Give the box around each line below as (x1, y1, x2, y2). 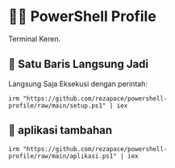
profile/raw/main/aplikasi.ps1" (8, 152, 117, 160)
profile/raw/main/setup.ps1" (8, 101, 106, 110)
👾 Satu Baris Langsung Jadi (8, 57, 149, 71)
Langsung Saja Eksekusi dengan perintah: (8, 78, 148, 88)
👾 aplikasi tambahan (8, 124, 113, 137)
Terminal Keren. (8, 34, 61, 44)
